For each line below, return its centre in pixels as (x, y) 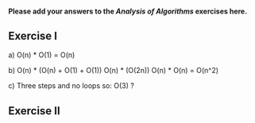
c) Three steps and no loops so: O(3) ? (71, 86)
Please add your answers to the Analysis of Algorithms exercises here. (128, 11)
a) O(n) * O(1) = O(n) (42, 55)
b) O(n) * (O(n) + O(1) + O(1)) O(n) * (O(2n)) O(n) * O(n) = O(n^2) (114, 71)
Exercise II (35, 111)
